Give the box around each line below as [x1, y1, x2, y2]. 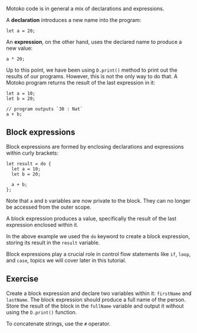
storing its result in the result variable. [6, 239, 100, 246]
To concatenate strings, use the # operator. [6, 320, 111, 327]
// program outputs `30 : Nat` [6, 106, 83, 112]
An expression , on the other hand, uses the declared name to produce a [6, 39, 182, 45]
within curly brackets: [6, 149, 59, 156]
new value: [6, 44, 33, 52]
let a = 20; [6, 28, 35, 34]
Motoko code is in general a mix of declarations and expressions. [6, 5, 165, 12]
